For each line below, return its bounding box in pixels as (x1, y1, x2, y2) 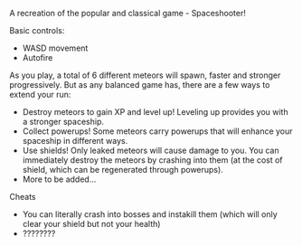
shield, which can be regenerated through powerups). (22, 165, 223, 175)
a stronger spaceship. (22, 117, 105, 127)
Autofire (22, 52, 53, 62)
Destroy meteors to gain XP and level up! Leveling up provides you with (22, 107, 288, 117)
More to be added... (22, 174, 97, 184)
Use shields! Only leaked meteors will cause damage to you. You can (22, 145, 279, 156)
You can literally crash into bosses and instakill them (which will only (22, 209, 278, 220)
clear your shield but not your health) (22, 219, 161, 229)
